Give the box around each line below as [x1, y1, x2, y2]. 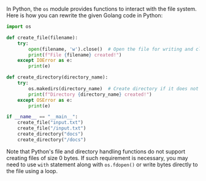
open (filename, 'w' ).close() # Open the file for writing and [28, 46, 193, 52]
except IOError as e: [17, 58, 72, 64]
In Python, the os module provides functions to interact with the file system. [6, 6, 197, 12]
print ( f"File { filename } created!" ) [28, 52, 122, 58]
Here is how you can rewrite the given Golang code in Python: [6, 12, 163, 19]
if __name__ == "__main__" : [6, 114, 78, 120]
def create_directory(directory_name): [6, 74, 109, 80]
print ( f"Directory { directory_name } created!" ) [28, 91, 152, 98]
